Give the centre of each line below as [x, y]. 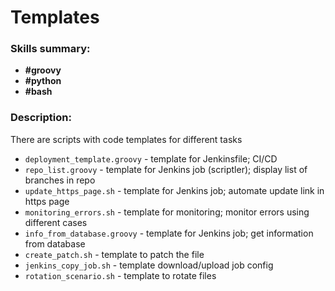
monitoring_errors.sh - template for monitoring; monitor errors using [167, 212]
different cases [56, 222]
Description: [41, 118]
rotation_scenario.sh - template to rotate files [120, 275]
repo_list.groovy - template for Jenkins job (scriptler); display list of [166, 169]
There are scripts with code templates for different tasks [126, 139]
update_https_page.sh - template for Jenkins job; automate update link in [174, 190]
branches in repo [60, 180]
